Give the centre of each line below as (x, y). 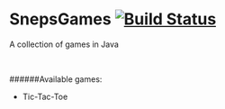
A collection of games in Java (64, 44)
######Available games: (56, 79)
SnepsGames (60, 19)
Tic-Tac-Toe (45, 96)
